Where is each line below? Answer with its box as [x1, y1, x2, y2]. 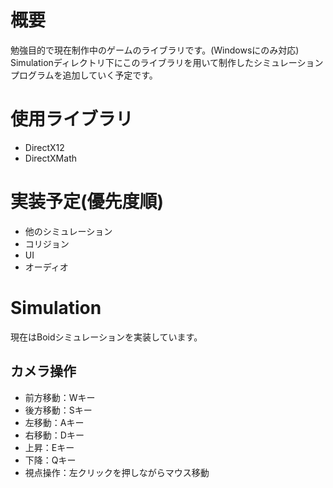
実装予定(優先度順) [10, 191, 165, 213]
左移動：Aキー [24, 416, 85, 428]
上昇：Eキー [24, 441, 75, 453]
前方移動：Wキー [24, 391, 96, 403]
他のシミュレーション [24, 225, 113, 237]
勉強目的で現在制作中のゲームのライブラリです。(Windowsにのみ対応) [10, 44, 300, 56]
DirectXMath [24, 152, 77, 164]
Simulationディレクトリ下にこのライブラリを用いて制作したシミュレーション [10, 56, 324, 68]
